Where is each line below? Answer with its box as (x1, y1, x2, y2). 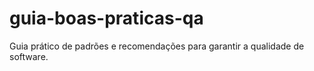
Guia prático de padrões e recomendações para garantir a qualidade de (9, 40, 305, 52)
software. (9, 50, 49, 62)
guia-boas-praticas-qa (9, 7, 204, 30)
